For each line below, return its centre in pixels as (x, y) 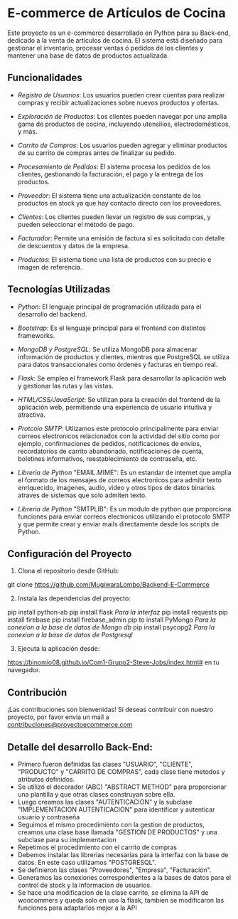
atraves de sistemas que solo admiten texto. (82, 495)
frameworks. (36, 335)
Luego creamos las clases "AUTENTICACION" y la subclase (105, 802)
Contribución (37, 692)
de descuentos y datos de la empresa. (74, 245)
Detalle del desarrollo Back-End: (80, 747)
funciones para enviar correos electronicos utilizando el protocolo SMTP (124, 516)
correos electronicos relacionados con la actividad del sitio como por (119, 436)
